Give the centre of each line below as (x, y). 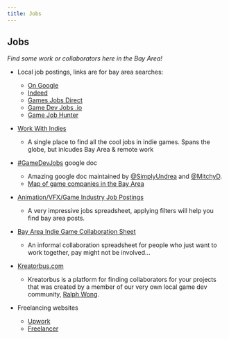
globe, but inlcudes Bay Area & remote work (91, 150)
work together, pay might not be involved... (89, 253)
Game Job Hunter (53, 115)
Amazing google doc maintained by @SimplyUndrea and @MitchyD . (125, 176)
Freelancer (43, 329)
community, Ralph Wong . (63, 294)
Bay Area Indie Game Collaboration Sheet (77, 232)
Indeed (38, 93)
